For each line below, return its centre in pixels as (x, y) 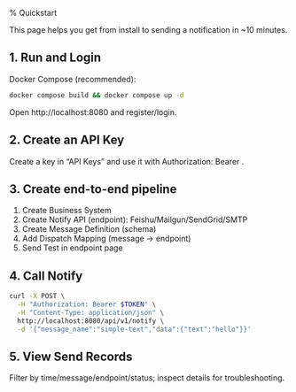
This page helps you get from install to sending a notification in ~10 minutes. (148, 30)
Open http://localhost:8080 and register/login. (93, 112)
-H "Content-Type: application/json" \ (91, 312)
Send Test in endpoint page (72, 248)
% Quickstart (33, 13)
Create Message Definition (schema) (89, 229)
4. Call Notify (46, 276)
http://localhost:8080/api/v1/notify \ (91, 321)
